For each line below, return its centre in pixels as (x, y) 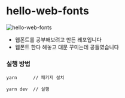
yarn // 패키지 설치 (35, 78)
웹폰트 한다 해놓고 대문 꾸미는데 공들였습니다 (67, 47)
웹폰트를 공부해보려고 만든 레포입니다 (58, 39)
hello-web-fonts (48, 11)
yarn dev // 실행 (28, 89)
